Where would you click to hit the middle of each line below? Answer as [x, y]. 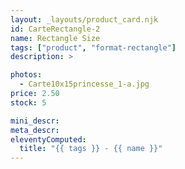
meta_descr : [35, 130]
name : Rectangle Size [55, 38]
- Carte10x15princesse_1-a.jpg [84, 84]
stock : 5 [28, 102]
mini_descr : [35, 121]
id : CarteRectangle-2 [55, 29]
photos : [26, 75]
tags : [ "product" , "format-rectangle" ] [93, 47]
